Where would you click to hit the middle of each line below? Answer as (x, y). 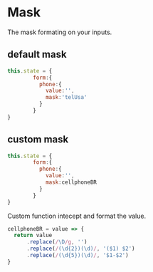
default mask (37, 54)
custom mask (38, 140)
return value (33, 236)
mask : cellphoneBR (71, 182)
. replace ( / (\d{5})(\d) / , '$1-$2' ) (78, 256)
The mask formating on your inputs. (60, 32)
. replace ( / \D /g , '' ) (57, 242)
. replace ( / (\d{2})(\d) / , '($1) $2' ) (80, 249)
